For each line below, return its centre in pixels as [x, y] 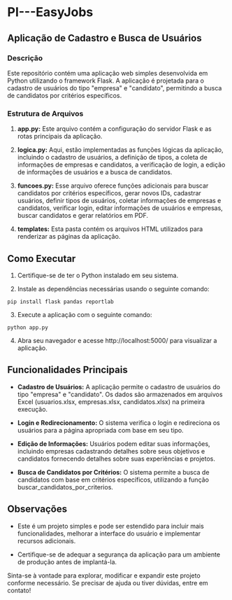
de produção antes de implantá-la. [67, 561]
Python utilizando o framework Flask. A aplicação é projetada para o [106, 81]
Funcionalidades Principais [67, 370]
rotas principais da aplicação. [60, 137]
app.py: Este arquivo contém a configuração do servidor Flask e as [114, 129]
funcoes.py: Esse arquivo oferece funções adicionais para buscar [113, 186]
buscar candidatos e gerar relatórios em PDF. [83, 216]
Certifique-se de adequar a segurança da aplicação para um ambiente [119, 554]
